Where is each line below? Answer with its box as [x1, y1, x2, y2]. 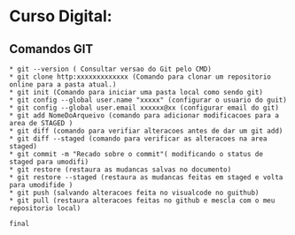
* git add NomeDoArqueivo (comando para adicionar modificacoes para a [9, 111, 279, 120]
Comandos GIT [9, 42, 94, 57]
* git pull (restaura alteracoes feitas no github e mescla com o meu [9, 196, 276, 205]
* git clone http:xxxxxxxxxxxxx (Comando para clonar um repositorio [9, 72, 272, 81]
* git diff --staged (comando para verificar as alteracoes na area [9, 134, 268, 143]
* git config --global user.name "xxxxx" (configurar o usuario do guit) [9, 95, 288, 104]
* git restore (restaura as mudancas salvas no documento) [9, 165, 232, 174]
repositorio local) [9, 204, 82, 213]
